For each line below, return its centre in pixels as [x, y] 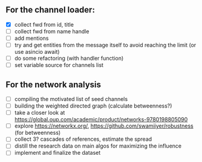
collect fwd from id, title [44, 24]
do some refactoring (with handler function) [69, 58]
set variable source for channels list [59, 65]
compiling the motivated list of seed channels [71, 99]
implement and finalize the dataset [57, 153]
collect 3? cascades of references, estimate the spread [83, 139]
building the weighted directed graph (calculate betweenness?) [93, 106]
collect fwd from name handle [52, 31]
